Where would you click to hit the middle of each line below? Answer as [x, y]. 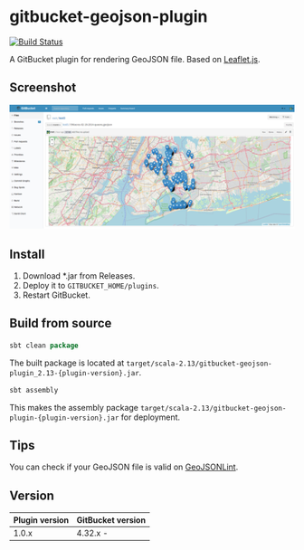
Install [27, 254]
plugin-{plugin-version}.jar [64, 418]
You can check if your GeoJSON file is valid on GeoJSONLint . [124, 467]
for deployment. [151, 417]
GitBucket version [111, 520]
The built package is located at [67, 363]
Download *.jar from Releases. [79, 276]
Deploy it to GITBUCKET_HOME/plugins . [91, 286]
